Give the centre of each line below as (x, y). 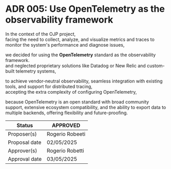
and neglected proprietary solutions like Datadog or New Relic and (76, 66)
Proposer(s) (22, 134)
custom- (156, 66)
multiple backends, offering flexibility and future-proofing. (67, 113)
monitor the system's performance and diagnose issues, (65, 45)
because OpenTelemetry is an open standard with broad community (77, 102)
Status (25, 125)
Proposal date (25, 142)
